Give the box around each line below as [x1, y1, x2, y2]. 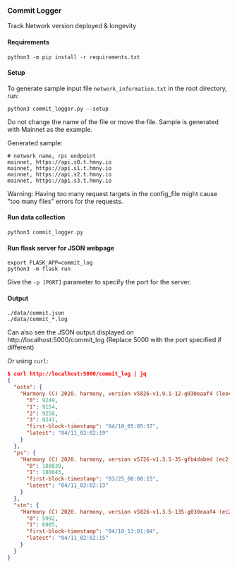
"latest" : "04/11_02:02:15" [25, 535, 109, 542]
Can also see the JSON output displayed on [7, 328, 134, 337]
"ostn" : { [13, 384, 42, 391]
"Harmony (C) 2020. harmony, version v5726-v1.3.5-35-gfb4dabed [20, 456, 213, 463]
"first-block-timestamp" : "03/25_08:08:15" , [25, 476, 159, 483]
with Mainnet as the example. [7, 125, 93, 133]
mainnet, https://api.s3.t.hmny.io [7, 177, 112, 184]
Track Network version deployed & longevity [7, 22, 137, 30]
